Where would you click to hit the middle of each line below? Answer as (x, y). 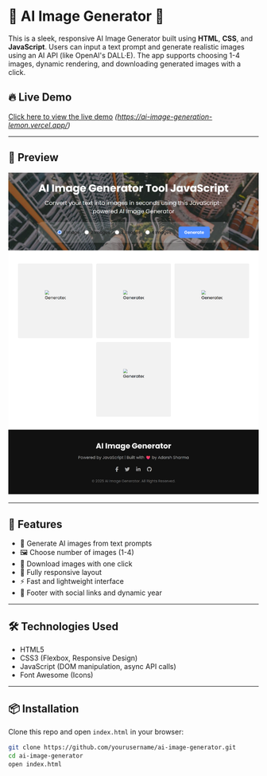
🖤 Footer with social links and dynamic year (91, 593)
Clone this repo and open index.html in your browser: (96, 731)
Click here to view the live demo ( (63, 116)
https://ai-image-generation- (165, 116)
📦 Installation (44, 709)
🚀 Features (35, 524)
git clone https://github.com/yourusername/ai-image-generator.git (122, 747)
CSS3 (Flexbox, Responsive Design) (79, 658)
